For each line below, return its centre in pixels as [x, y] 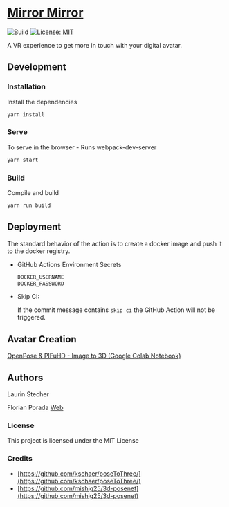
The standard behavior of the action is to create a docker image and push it [115, 243]
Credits [20, 459]
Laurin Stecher [28, 394]
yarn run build [29, 205]
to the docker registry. [39, 251]
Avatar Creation [42, 339]
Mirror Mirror [45, 13]
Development [37, 67]
